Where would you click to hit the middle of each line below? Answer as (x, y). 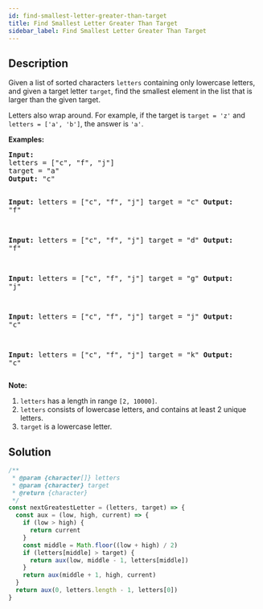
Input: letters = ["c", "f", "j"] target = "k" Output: (121, 355)
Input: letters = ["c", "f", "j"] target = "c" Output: (121, 202)
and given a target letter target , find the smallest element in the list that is (130, 91)
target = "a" (34, 171)
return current (55, 530)
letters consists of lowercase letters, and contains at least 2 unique (133, 409)
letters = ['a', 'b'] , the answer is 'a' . (76, 124)
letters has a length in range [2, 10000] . (88, 401)
